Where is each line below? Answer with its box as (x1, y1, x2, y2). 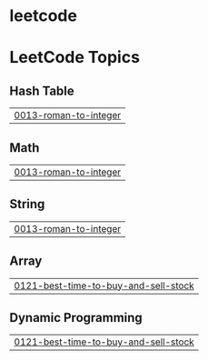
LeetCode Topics (9, 47, 141, 68)
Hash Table (9, 83, 74, 98)
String (9, 196, 45, 212)
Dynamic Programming (9, 310, 143, 325)
